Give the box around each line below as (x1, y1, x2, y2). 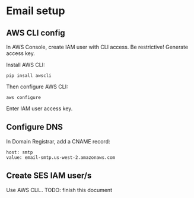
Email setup (6, 4, 65, 18)
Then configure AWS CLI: (6, 83, 68, 90)
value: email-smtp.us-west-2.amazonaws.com (6, 154, 116, 161)
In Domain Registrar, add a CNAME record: (6, 138, 111, 145)
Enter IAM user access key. (6, 105, 73, 112)
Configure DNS (6, 122, 63, 132)
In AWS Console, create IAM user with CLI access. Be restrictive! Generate (6, 43, 189, 50)
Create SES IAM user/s (6, 171, 92, 181)
